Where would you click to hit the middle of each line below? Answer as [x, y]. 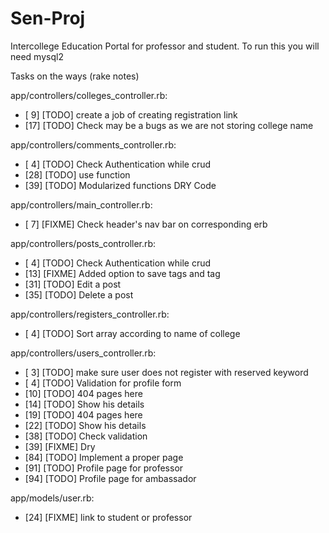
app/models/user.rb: [52, 498]
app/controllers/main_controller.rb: [81, 204]
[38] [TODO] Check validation [86, 436]
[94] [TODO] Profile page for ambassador [110, 478]
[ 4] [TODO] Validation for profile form [103, 383]
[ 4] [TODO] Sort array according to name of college [132, 333]
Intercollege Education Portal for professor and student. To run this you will [165, 46]
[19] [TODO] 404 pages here [83, 414]
